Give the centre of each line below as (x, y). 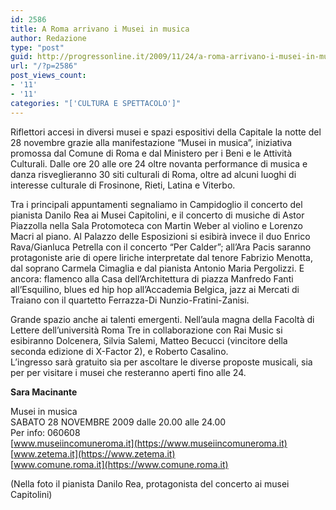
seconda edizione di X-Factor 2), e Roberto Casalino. (119, 351)
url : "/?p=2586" (44, 66)
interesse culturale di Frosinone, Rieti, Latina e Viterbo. (123, 185)
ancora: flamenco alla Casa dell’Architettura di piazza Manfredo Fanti (152, 278)
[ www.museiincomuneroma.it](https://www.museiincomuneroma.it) (149, 443)
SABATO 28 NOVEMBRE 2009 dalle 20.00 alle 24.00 (118, 422)
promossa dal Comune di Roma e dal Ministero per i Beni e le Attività (151, 153)
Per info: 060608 (45, 432)
